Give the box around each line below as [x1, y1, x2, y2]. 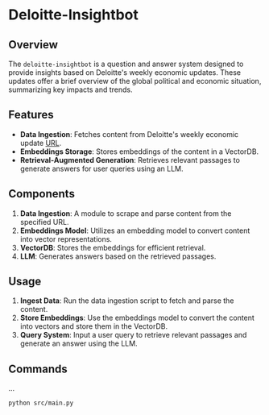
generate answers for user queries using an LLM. [19, 164, 184, 173]
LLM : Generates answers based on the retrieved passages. [19, 251, 217, 261]
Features [8, 108, 54, 122]
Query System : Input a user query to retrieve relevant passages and [19, 330, 247, 340]
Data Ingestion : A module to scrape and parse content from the [19, 208, 232, 218]
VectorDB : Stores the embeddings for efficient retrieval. [19, 243, 206, 252]
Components [8, 187, 75, 201]
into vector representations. [19, 234, 113, 243]
